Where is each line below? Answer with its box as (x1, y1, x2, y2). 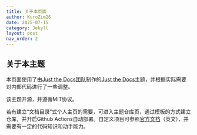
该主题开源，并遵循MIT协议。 (6, 95, 78, 103)
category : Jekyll (6, 25, 49, 31)
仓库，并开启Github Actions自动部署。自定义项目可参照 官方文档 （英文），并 (6, 115, 189, 122)
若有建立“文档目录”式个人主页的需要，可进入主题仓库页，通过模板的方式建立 (6, 108, 191, 115)
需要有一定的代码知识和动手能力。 (6, 123, 89, 130)
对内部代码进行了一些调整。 (6, 83, 74, 90)
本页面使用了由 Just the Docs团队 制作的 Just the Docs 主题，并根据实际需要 (6, 76, 187, 83)
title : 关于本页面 (6, 8, 47, 15)
